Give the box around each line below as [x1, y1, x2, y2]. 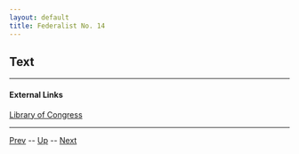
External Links [9, 89, 64, 100]
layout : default [9, 12, 69, 22]
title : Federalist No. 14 [9, 21, 105, 30]
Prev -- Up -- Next [9, 134, 77, 145]
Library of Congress [9, 109, 83, 120]
